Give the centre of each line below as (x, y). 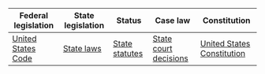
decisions (171, 58)
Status (129, 20)
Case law (173, 20)
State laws (82, 48)
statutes (128, 53)
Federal (34, 15)
